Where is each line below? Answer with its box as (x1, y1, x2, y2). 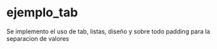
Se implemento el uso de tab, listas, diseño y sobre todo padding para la (6, 27, 210, 35)
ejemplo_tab (6, 5, 78, 20)
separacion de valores (6, 34, 69, 42)
